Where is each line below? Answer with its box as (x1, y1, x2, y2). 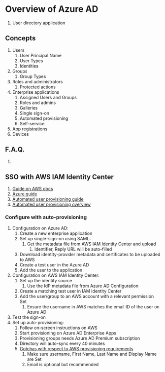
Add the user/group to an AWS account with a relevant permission (19, 293, 154, 299)
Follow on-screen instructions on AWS (19, 325, 98, 331)
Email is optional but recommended (27, 361, 99, 367)
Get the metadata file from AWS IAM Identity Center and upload (27, 241, 156, 247)
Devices (12, 131, 29, 137)
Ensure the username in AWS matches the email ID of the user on (27, 303, 160, 309)
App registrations (12, 126, 48, 132)
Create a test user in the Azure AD (19, 261, 90, 267)
